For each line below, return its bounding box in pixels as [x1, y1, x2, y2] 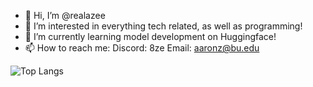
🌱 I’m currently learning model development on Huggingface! [24, 31, 277, 42]
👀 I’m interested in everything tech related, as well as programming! [24, 20, 303, 32]
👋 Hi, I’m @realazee [24, 10, 106, 21]
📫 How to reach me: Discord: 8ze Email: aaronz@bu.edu [24, 42, 260, 54]
